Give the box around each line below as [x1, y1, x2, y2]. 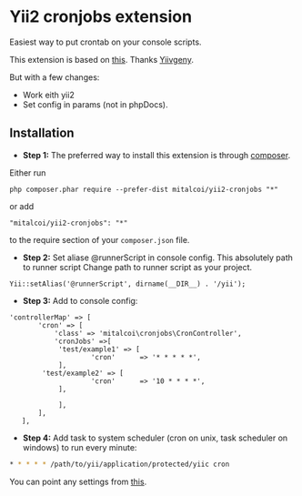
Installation [9, 126, 75, 141]
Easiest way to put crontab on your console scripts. [9, 36, 202, 47]
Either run [9, 167, 46, 178]
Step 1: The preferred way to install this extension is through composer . [22, 149, 291, 160]
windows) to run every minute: [22, 441, 137, 452]
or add [9, 200, 35, 211]
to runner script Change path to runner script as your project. [22, 261, 253, 272]
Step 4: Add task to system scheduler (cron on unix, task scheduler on [22, 432, 288, 443]
